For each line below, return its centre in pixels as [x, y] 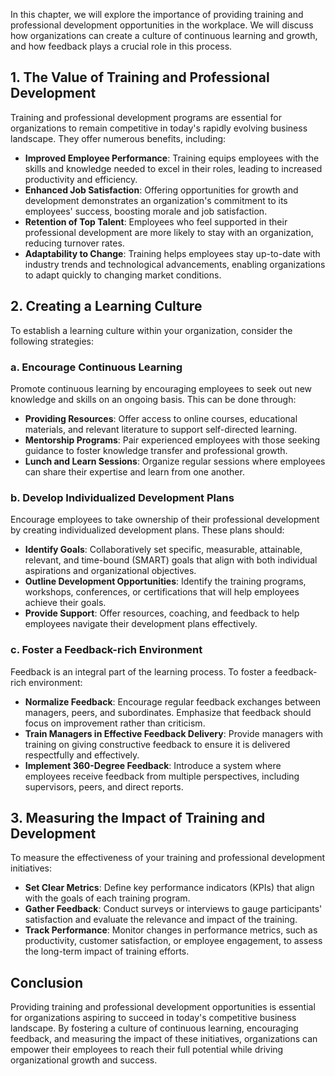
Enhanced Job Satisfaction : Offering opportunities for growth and [161, 190]
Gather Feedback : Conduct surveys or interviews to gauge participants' [173, 909]
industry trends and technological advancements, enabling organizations [175, 264]
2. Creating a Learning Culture [106, 306]
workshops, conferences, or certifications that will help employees [162, 592]
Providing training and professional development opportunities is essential [163, 1007]
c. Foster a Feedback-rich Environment [106, 650]
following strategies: [52, 341]
